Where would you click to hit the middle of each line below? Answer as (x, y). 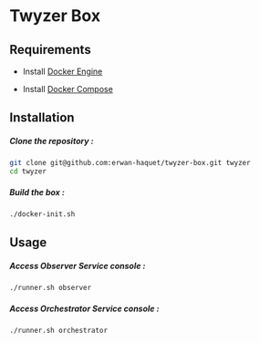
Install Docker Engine (62, 71)
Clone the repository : (52, 140)
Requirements (50, 50)
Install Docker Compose (68, 89)
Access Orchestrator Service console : (84, 308)
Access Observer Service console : (78, 265)
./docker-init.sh (42, 214)
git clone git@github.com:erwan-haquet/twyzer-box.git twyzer (130, 163)
